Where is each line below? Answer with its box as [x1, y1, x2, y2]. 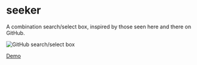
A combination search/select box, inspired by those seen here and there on [6, 23, 192, 30]
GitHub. [6, 29, 25, 36]
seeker [6, 4, 41, 17]
